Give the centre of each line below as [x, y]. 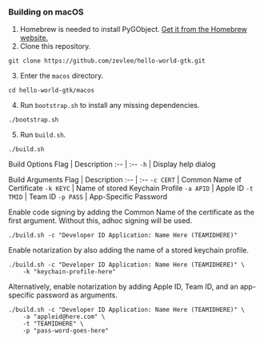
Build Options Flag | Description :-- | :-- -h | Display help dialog [112, 164]
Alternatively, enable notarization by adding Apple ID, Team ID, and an [123, 287]
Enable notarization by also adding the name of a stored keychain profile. [129, 250]
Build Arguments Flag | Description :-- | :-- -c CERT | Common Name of [125, 180]
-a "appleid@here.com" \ [64, 317]
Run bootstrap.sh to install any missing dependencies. [110, 106]
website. [34, 38]
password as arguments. [77, 295]
